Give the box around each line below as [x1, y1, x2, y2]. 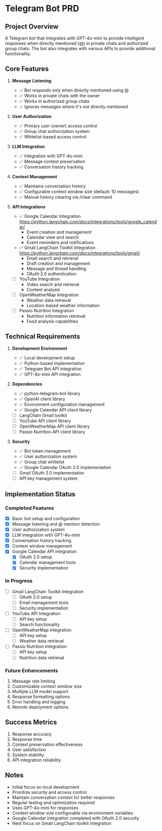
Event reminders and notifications [26, 239, 94, 245]
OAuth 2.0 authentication [26, 271, 77, 277]
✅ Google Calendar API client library [19, 407, 92, 413]
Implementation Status [5, 490, 76, 498]
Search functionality [19, 622, 60, 627]
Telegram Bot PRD [5, 3, 79, 14]
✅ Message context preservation [19, 158, 86, 164]
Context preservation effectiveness [12, 741, 83, 747]
